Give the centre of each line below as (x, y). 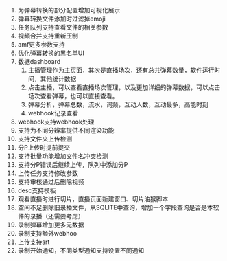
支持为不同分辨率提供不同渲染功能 (66, 130)
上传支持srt (34, 242)
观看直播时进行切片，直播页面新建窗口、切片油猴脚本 (93, 199)
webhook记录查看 (53, 113)
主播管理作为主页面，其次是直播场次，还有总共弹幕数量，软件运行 (121, 70)
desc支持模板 (37, 190)
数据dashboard (39, 61)
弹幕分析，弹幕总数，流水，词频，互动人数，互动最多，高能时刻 (118, 104)
